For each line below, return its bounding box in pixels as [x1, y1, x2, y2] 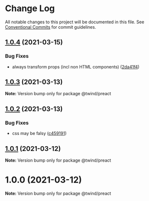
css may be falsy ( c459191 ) [12, 131, 67, 136]
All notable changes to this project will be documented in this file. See [5, 19, 145, 25]
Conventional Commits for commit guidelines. [5, 24, 96, 30]
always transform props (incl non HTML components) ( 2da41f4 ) [12, 64, 140, 69]
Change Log [5, 3, 55, 14]
